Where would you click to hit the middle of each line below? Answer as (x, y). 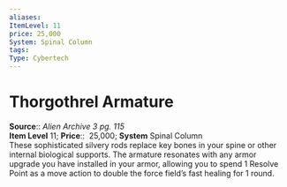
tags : (19, 50)
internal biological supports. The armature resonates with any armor (133, 154)
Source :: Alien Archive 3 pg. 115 (67, 126)
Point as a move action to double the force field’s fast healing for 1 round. (142, 173)
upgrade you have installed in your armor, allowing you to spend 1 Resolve (144, 163)
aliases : (25, 17)
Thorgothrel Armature (91, 102)
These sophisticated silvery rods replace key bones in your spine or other (143, 145)
